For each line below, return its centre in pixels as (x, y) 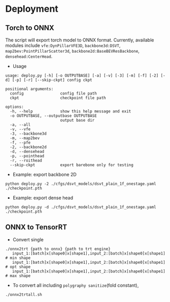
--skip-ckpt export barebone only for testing (72, 165)
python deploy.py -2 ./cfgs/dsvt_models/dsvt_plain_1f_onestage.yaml (81, 184)
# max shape (18, 276)
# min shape (18, 258)
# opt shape (18, 267)
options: (15, 107)
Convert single (28, 239)
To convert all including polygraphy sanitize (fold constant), (76, 285)
